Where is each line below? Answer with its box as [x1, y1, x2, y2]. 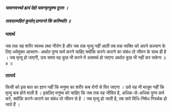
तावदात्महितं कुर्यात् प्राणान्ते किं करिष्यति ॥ [5, 17, 71, 24]
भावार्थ [5, 31, 15, 38]
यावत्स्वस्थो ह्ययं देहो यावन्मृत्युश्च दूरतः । [5, 5, 68, 11]
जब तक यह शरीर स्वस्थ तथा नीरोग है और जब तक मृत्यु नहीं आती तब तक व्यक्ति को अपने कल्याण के [5, 43, 166, 49]
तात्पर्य [5, 72, 15, 79]
